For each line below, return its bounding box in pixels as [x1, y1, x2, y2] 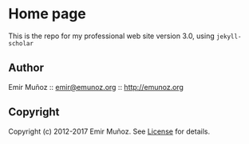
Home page [8, 5, 86, 23]
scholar [8, 39, 34, 48]
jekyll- [215, 33, 242, 41]
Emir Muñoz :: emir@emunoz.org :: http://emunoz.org [8, 82, 184, 91]
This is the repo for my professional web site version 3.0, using [8, 31, 215, 41]
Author [8, 61, 44, 75]
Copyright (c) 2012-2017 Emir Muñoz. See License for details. [8, 126, 210, 136]
